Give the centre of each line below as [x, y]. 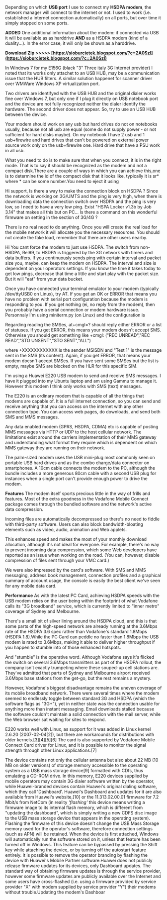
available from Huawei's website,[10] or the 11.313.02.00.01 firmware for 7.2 [82, 797]
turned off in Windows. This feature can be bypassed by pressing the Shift [81, 845]
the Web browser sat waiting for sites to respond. [56, 719]
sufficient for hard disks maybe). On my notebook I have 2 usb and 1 [75, 135]
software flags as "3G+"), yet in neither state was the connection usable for [83, 704]
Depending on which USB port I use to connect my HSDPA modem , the [78, 7]
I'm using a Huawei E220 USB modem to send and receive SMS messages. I [83, 376]
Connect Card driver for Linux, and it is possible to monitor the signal [76, 745]
